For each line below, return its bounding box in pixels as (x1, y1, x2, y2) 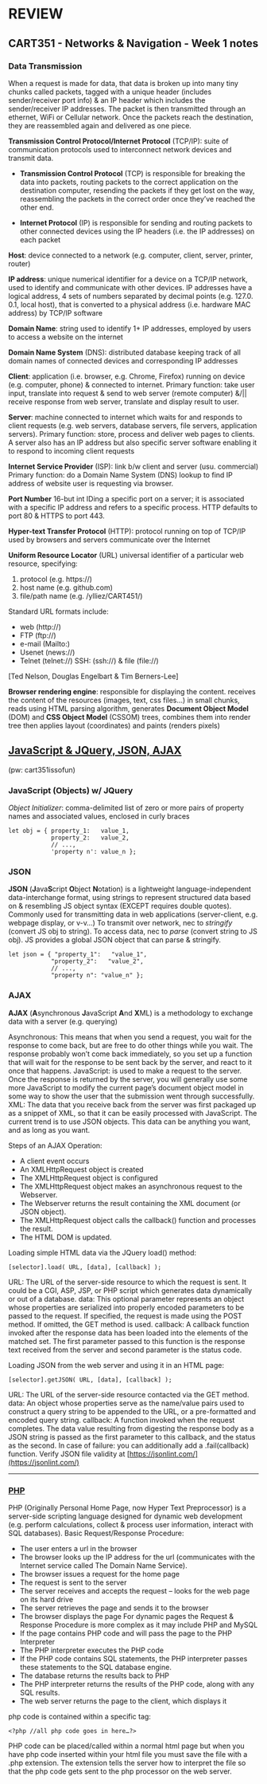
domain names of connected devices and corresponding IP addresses (8, 356, 238, 365)
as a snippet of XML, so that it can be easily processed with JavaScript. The (8, 1108, 257, 1118)
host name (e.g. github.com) (19, 583, 114, 592)
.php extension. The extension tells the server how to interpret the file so (8, 1758, 246, 1767)
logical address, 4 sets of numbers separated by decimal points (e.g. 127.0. (8, 291, 253, 301)
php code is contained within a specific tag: (8, 1711, 151, 1721)
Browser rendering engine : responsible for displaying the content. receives (8, 686, 256, 696)
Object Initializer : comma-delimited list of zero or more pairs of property (8, 803, 245, 812)
